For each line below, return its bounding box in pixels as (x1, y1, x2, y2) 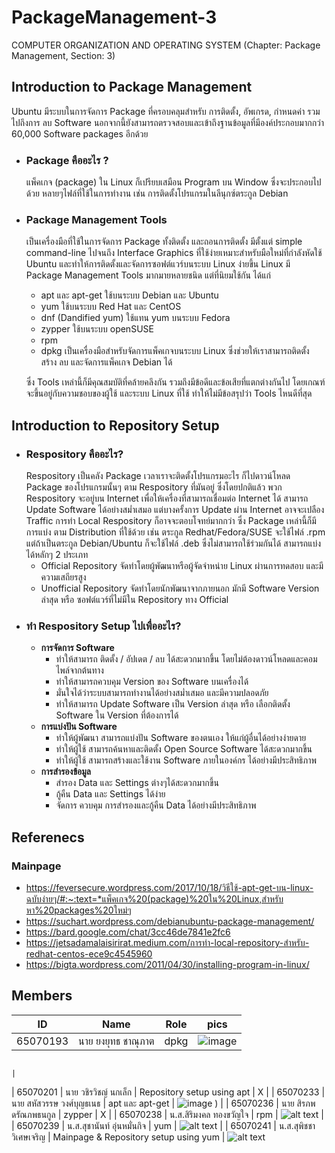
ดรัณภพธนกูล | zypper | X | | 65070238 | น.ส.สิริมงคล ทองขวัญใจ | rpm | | (11, 1108, 324, 1120)
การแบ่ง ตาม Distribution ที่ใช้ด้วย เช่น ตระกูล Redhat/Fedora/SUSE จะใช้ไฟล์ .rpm (25, 526, 326, 538)
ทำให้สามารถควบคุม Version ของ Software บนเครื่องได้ (55, 676, 249, 688)
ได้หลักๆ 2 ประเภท (25, 549, 89, 561)
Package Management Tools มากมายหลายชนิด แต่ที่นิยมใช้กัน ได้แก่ (25, 269, 271, 281)
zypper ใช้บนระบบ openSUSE (40, 323, 154, 335)
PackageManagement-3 (11, 6, 218, 29)
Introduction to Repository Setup (11, 417, 220, 434)
